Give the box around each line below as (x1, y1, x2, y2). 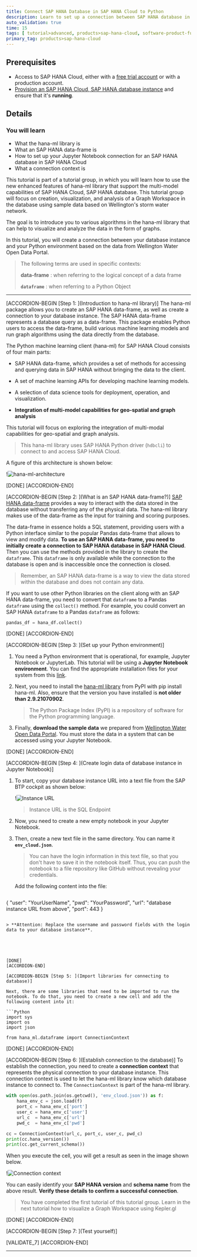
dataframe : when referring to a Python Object (20, 283, 131, 290)
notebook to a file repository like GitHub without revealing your (29, 865, 181, 872)
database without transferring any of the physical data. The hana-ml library (6, 506, 188, 513)
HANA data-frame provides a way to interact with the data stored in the (6, 499, 178, 506)
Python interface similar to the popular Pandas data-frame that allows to (6, 529, 181, 537)
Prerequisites (6, 57, 56, 67)
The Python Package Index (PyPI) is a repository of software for (29, 707, 184, 714)
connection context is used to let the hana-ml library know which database (6, 1075, 186, 1082)
